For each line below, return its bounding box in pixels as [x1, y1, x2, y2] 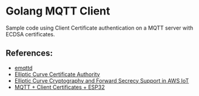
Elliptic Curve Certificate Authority [14, 71, 101, 78]
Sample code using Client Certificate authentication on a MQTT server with [5, 24, 194, 31]
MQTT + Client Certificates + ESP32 [14, 83, 105, 91]
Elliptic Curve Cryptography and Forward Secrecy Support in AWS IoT [14, 77, 189, 84]
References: [5, 48, 53, 59]
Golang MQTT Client [5, 4, 110, 18]
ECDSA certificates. [5, 30, 55, 37]
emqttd [14, 64, 33, 71]
